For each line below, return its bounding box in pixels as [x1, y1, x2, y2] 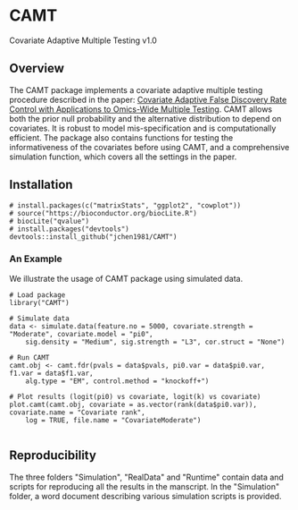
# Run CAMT [9, 353, 50, 362]
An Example [9, 252, 62, 265]
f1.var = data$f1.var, [9, 369, 94, 378]
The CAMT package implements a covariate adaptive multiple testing [9, 84, 263, 95]
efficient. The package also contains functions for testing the [9, 132, 234, 143]
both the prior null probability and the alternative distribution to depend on [9, 113, 282, 123]
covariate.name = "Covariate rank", [9, 408, 145, 417]
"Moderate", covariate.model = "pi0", [9, 329, 153, 338]
